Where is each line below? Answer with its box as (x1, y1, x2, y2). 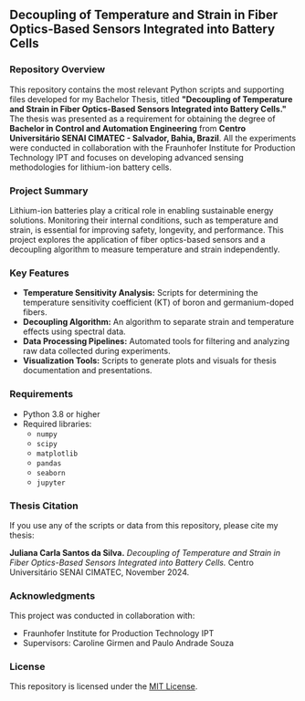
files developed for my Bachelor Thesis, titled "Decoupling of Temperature (9, 93, 293, 104)
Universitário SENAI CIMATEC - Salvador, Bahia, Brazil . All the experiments (9, 132, 297, 143)
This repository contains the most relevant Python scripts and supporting (9, 84, 285, 95)
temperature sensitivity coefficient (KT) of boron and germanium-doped (22, 297, 294, 309)
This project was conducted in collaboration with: (9, 611, 195, 622)
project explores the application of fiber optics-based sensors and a (9, 234, 266, 245)
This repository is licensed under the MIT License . (9, 681, 198, 692)
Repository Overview (9, 63, 106, 76)
